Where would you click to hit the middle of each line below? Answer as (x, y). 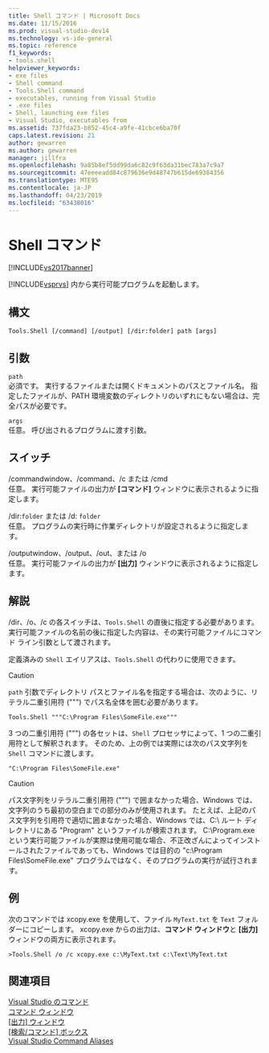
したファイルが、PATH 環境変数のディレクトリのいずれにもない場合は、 (134, 396)
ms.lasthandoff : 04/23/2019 (55, 195)
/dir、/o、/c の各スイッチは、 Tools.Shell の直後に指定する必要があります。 (133, 622)
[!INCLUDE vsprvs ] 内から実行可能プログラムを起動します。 (106, 284)
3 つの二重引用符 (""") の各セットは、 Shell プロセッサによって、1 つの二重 (131, 733)
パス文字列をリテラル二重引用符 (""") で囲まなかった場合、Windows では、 (132, 800)
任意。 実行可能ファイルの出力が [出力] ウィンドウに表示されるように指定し (134, 563)
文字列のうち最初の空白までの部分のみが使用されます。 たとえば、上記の (128, 810)
